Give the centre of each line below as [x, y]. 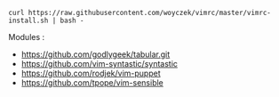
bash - [72, 20]
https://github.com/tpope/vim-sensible [92, 83]
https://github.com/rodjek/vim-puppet [91, 73]
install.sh [28, 20]
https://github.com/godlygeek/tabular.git [96, 54]
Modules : [27, 37]
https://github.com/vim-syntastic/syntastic [100, 64]
